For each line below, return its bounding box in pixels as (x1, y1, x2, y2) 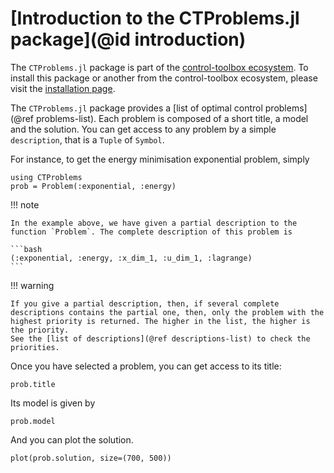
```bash (10, 244, 43, 254)
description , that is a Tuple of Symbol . (10, 133, 165, 146)
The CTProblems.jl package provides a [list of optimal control (10, 102, 263, 114)
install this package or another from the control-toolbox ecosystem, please (10, 72, 318, 84)
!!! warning (10, 279, 55, 291)
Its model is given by (10, 397, 96, 409)
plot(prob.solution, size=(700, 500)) (10, 453, 172, 463)
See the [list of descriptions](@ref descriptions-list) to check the (10, 333, 311, 344)
